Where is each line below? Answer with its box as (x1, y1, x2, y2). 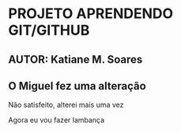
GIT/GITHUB (8, 21, 90, 39)
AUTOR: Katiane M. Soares (8, 53, 143, 66)
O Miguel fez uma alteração (8, 79, 146, 93)
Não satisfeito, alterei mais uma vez (8, 100, 124, 110)
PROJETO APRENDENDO (8, 5, 174, 23)
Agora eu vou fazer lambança (8, 115, 105, 125)
